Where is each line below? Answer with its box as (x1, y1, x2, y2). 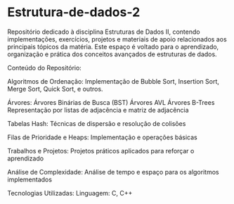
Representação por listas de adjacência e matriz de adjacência (7, 106, 189, 114)
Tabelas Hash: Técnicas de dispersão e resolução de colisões (7, 119, 186, 127)
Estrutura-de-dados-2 (7, 4, 141, 20)
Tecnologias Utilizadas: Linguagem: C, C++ (7, 189, 133, 197)
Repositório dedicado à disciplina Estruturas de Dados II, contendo (7, 27, 200, 36)
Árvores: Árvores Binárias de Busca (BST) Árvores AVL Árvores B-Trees (7, 98, 215, 106)
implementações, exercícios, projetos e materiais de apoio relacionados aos (7, 34, 227, 43)
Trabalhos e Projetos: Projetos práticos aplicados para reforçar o (7, 146, 195, 155)
